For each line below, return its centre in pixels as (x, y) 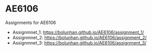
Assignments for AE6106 (31, 22)
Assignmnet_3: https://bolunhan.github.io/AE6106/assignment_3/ (79, 42)
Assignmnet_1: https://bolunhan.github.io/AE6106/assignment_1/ (78, 32)
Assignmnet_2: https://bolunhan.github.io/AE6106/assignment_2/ (80, 37)
